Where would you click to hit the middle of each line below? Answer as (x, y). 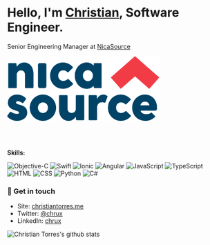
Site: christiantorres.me (50, 206)
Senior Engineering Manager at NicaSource (69, 46)
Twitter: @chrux (40, 214)
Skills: (16, 153)
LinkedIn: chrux (39, 221)
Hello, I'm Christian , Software (93, 13)
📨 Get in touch (31, 191)
